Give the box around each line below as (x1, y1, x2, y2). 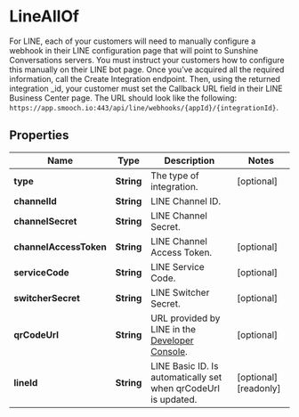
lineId (13, 376, 38, 388)
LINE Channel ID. (150, 194, 222, 207)
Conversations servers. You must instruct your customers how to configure (9, 54, 285, 65)
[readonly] (237, 381, 281, 394)
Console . (150, 345, 189, 357)
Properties (9, 127, 69, 143)
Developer (150, 334, 194, 347)
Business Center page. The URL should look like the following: (9, 92, 238, 103)
